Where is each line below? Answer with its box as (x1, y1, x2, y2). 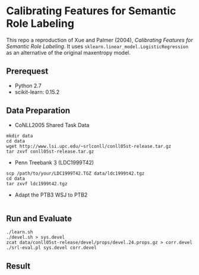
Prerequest (6, 67, 49, 77)
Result (6, 261, 31, 271)
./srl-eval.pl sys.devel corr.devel (6, 245, 97, 251)
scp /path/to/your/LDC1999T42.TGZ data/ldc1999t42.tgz (6, 170, 145, 176)
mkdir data (6, 132, 33, 139)
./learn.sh (6, 229, 33, 235)
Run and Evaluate (6, 213, 72, 223)
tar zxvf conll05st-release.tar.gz (6, 148, 94, 154)
